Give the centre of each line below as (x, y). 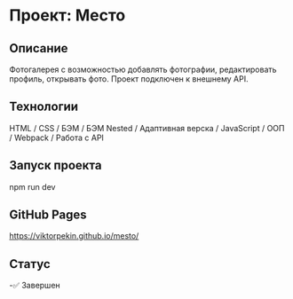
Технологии (44, 107)
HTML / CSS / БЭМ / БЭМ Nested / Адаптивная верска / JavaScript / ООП (147, 128)
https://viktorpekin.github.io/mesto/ (74, 236)
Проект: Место (67, 16)
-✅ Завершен (35, 286)
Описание (39, 48)
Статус (30, 264)
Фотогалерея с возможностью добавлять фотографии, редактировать (143, 69)
